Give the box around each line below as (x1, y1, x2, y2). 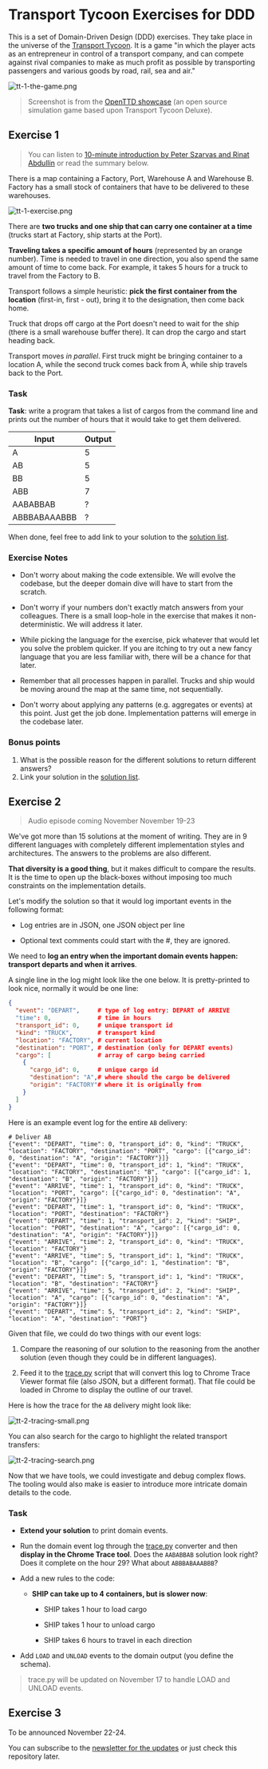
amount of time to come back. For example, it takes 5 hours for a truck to (8, 262, 249, 272)
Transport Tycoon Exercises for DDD (8, 6, 255, 24)
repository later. (8, 1751, 61, 1761)
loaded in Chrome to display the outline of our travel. (19, 1384, 193, 1394)
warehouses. (8, 190, 51, 200)
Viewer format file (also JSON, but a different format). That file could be (19, 1376, 256, 1386)
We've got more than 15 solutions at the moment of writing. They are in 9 (8, 831, 247, 841)
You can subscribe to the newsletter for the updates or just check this (8, 1743, 238, 1752)
